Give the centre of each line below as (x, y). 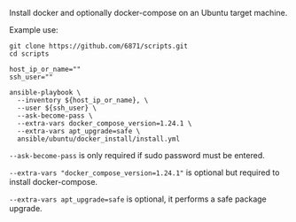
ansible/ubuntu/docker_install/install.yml (98, 139)
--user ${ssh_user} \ (57, 108)
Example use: (34, 30)
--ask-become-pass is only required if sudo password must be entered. (137, 155)
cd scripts (29, 54)
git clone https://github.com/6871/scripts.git (99, 46)
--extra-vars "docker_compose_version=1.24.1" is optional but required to (144, 172)
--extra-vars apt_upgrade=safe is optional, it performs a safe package (138, 199)
